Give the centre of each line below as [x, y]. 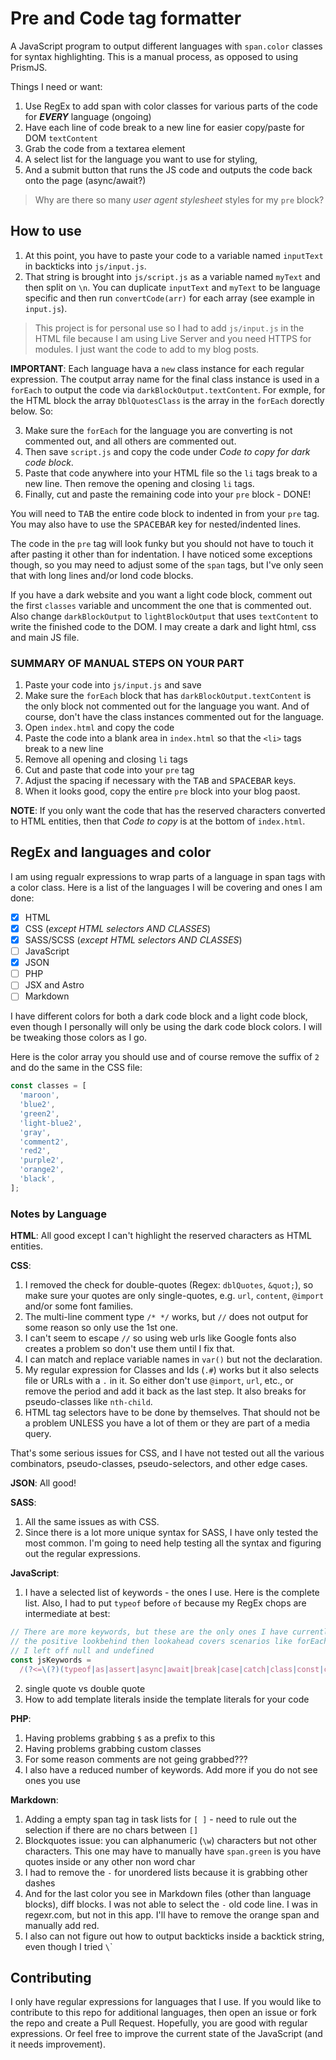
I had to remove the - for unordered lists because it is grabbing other [166, 1872]
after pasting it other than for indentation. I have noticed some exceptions [161, 554]
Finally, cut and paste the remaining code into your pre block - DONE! [168, 494]
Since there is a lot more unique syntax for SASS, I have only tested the [171, 1533]
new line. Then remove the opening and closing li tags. [139, 483]
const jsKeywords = [51, 1660]
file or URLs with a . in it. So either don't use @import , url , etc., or [159, 1381]
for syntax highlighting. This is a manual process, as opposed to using [154, 56]
